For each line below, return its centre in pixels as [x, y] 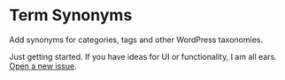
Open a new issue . [43, 66]
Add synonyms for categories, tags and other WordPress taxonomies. [136, 40]
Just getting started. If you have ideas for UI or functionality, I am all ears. [143, 56]
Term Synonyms [71, 15]
